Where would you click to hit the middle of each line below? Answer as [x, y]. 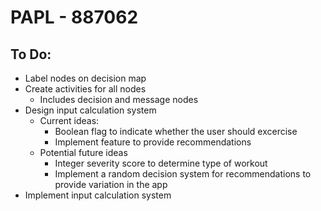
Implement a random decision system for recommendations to [183, 174]
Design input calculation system [90, 110]
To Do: [31, 54]
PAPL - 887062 [74, 17]
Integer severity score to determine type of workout [161, 163]
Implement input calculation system [98, 195]
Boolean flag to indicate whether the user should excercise [176, 131]
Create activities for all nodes [85, 89]
